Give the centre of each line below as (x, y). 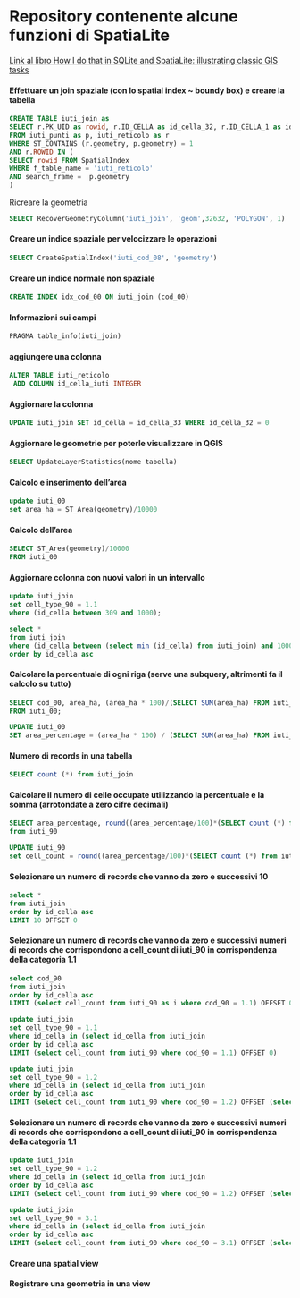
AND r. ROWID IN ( (42, 152)
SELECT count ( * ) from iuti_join (71, 775)
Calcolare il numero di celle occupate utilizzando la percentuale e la (137, 794)
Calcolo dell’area (41, 530)
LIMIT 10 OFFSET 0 (43, 920)
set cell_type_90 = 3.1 (54, 1218)
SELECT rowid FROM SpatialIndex (69, 160)
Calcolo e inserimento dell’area (68, 482)
